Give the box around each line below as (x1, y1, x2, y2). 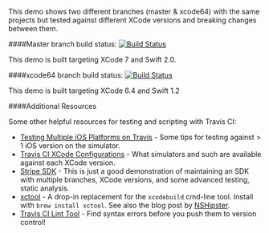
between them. (8, 24, 59, 33)
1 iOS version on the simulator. (19, 141, 120, 151)
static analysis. (19, 183, 70, 193)
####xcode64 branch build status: (8, 70, 124, 79)
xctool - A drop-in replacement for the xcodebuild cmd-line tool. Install (19, 192, 254, 201)
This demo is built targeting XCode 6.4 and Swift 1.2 (8, 86, 181, 95)
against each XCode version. (19, 158, 116, 167)
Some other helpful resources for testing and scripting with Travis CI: (8, 117, 237, 127)
